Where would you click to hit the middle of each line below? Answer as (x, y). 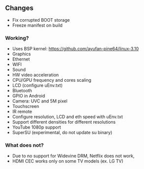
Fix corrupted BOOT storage (41, 20)
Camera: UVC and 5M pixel (40, 101)
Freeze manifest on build (37, 25)
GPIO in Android (29, 96)
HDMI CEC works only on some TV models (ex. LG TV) (68, 161)
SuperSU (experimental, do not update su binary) (62, 133)
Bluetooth (22, 91)
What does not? (25, 145)
